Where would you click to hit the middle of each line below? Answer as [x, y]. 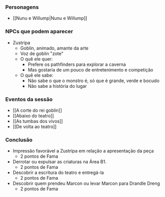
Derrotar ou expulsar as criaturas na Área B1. [59, 162]
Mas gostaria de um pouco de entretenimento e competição [90, 69]
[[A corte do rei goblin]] [37, 110]
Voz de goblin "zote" [42, 53]
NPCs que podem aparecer [39, 32]
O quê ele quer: [37, 59]
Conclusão [19, 140]
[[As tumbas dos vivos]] [38, 121]
